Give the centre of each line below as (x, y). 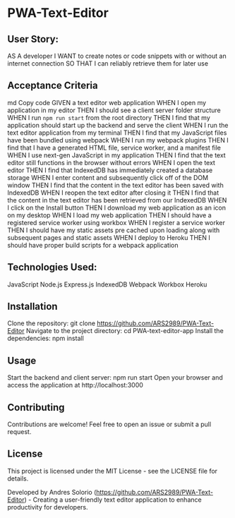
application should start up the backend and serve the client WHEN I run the (118, 125)
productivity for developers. (48, 507)
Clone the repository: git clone (52, 323)
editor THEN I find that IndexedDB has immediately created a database (110, 170)
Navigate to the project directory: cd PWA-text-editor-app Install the (125, 331)
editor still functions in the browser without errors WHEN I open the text (111, 162)
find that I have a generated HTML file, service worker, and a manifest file (114, 147)
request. (19, 432)
